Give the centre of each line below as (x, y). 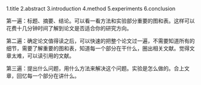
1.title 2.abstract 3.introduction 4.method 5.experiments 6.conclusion (91, 9)
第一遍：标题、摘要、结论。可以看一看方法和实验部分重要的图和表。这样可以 (100, 21)
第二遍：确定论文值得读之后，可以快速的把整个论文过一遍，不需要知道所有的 (100, 41)
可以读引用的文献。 (51, 56)
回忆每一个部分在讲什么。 (48, 76)
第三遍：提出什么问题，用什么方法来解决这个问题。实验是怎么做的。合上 (95, 68)
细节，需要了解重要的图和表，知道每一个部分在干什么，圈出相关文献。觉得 (98, 48)
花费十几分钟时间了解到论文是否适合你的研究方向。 (69, 28)
